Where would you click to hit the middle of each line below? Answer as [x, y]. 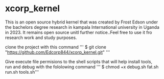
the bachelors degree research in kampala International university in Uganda [82, 27]
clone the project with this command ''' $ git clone [56, 47]
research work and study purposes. [41, 38]
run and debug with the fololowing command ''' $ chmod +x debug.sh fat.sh [82, 67]
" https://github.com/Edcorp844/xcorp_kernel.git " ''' [58, 52]
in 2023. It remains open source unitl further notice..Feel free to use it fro [79, 32]
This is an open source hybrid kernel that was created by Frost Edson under [82, 22]
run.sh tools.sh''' [22, 72]
